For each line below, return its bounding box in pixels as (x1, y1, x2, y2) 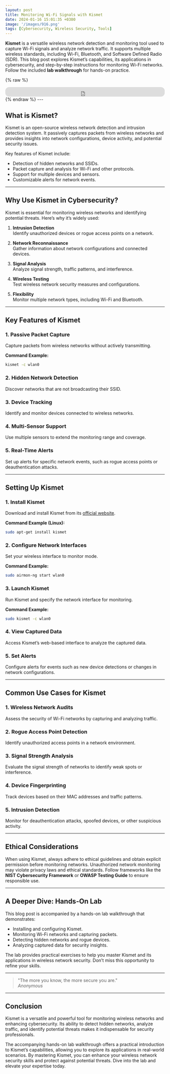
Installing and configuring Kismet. (12, 926, 83, 932)
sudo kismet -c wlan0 (5, 616, 51, 621)
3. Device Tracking (5, 398, 52, 406)
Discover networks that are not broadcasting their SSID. (5, 386, 121, 392)
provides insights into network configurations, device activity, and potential (5, 135, 162, 141)
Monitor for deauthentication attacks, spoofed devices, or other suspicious (5, 818, 161, 824)
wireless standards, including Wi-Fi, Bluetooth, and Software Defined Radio (5, 51, 162, 57)
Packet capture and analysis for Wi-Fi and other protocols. (12, 165, 135, 172)
